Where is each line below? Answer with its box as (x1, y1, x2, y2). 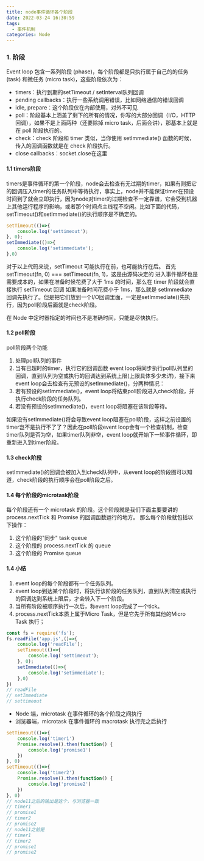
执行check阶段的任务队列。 (15, 395, 84, 402)
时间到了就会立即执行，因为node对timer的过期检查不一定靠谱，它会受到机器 (6, 195, 198, 202)
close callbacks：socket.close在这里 (15, 150, 108, 157)
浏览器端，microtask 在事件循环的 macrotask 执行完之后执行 (15, 718, 167, 725)
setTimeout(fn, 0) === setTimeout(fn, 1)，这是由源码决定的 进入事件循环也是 (6, 270, 198, 278)
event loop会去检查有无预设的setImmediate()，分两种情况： (15, 380, 166, 387)
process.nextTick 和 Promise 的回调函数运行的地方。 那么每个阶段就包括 (6, 514, 188, 521)
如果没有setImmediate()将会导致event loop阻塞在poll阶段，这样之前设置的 (6, 416, 192, 423)
